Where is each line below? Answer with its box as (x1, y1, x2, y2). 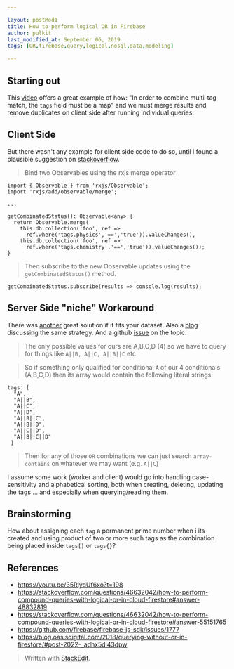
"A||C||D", (13, 427, 46, 434)
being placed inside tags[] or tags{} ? (7, 542, 116, 550)
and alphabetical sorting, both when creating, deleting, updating (38, 480, 223, 488)
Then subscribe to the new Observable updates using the (24, 261, 191, 271)
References (7, 561, 59, 573)
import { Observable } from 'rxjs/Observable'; (7, 182, 149, 189)
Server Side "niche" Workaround (7, 302, 155, 314)
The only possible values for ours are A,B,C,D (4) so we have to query (24, 342, 226, 350)
